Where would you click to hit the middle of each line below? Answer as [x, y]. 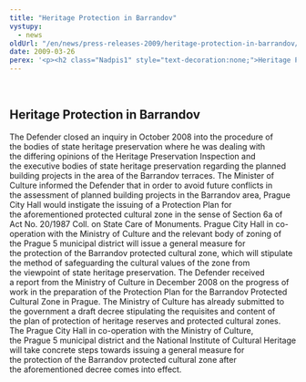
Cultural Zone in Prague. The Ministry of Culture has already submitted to [147, 301]
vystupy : [26, 26]
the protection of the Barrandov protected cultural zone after [123, 359]
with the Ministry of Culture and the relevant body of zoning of [164, 233]
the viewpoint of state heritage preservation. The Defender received [138, 272]
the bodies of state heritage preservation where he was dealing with [138, 146]
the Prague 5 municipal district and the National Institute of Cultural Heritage [153, 340]
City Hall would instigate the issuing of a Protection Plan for [121, 204]
